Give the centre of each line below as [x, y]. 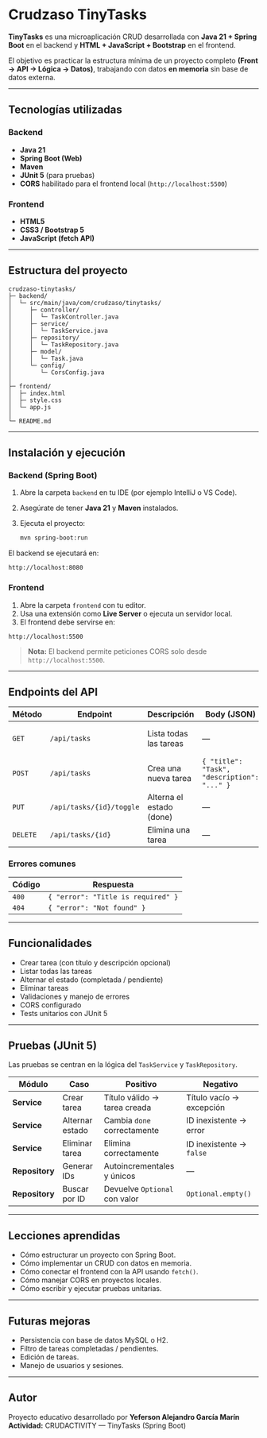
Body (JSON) [230, 714]
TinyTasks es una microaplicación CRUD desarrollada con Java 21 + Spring [133, 37]
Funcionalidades [50, 943]
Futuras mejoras [50, 1321]
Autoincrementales [139, 1166]
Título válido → [132, 1098]
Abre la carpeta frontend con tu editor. [83, 605]
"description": [230, 777]
